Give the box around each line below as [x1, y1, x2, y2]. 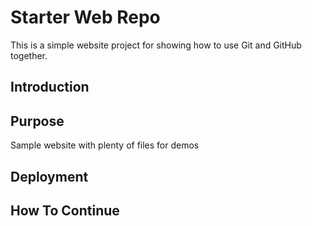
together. [10, 49, 48, 61]
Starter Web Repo [10, 6, 161, 29]
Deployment [10, 168, 89, 185]
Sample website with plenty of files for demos [10, 139, 200, 151]
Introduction [10, 79, 90, 96]
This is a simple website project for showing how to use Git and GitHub [10, 39, 302, 51]
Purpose [10, 112, 65, 130]
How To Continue [10, 202, 120, 219]
